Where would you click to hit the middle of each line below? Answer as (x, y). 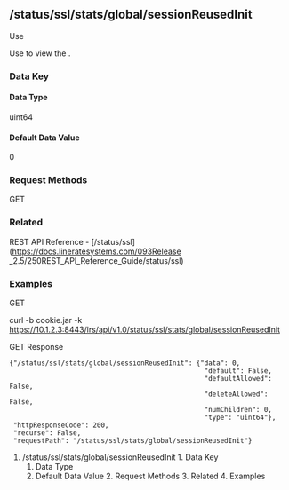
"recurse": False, (47, 433)
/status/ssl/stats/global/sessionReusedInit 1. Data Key (120, 457)
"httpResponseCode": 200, (61, 425)
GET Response (36, 347)
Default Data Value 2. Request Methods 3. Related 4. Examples (150, 476)
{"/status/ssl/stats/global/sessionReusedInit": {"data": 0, (125, 363)
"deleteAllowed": (236, 394)
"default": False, (238, 371)
